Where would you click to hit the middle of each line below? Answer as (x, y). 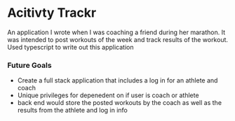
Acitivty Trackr (52, 13)
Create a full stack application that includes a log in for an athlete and (117, 80)
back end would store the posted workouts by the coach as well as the (120, 103)
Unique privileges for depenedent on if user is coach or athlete (108, 95)
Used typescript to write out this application (70, 47)
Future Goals (29, 65)
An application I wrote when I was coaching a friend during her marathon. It (116, 32)
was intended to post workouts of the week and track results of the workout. (118, 39)
